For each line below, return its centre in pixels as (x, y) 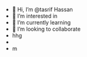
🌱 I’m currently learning (41, 22)
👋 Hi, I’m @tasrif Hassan (42, 9)
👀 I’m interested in (35, 16)
